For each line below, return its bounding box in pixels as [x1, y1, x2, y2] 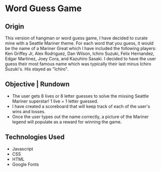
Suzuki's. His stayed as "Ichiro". [5, 66, 69, 72]
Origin [5, 22, 24, 31]
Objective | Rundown [5, 80, 70, 88]
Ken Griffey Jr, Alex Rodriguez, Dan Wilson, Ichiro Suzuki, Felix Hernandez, [5, 51, 155, 56]
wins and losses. [12, 108, 46, 114]
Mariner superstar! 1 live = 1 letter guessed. [12, 98, 98, 104]
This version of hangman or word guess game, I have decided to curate [5, 35, 148, 41]
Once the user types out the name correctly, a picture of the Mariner [12, 114, 149, 120]
